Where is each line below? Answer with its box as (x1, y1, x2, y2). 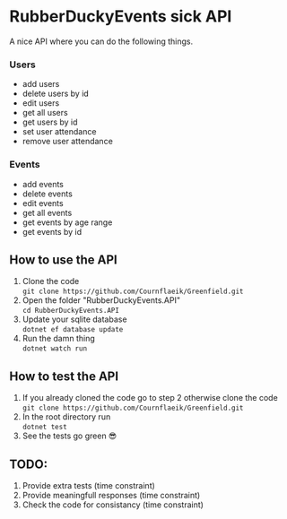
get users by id (22, 117, 78, 127)
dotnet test (22, 423, 67, 432)
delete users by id (22, 88, 90, 99)
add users (22, 79, 60, 90)
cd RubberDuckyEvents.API (22, 307, 119, 316)
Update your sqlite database (22, 314, 127, 324)
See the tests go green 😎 (22, 430, 117, 441)
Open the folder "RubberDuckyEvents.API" (22, 295, 181, 306)
